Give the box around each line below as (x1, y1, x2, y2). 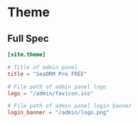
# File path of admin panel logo (7, 83, 107, 90)
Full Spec (7, 33, 49, 45)
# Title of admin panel (7, 64, 78, 71)
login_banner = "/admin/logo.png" (7, 109, 110, 117)
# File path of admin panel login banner (7, 102, 132, 110)
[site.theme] (7, 51, 46, 58)
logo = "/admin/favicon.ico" (7, 90, 94, 97)
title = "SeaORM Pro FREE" (7, 70, 87, 78)
